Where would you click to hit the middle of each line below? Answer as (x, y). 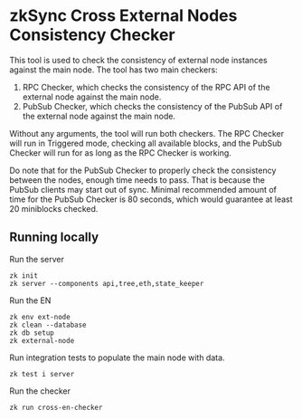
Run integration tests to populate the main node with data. (117, 357)
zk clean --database (48, 325)
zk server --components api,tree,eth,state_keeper (107, 283)
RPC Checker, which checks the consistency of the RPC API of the (146, 87)
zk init (24, 276)
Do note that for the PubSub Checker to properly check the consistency (143, 170)
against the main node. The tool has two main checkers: (114, 70)
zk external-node (42, 340)
